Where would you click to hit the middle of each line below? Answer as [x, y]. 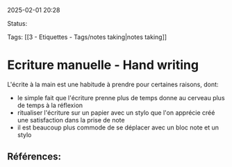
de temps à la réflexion [50, 105]
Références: [34, 157]
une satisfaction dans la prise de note [71, 120]
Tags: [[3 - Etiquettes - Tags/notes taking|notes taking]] [87, 37]
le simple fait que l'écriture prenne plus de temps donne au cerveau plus [121, 97]
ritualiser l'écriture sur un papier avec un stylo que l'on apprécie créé [116, 112]
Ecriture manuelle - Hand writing [103, 65]
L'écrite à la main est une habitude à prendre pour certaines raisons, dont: [113, 84]
